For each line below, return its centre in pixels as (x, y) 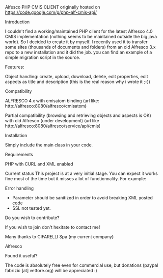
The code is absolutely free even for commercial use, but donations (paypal (81, 265)
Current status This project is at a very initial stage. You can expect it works (81, 173)
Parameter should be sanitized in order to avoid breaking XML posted (82, 198)
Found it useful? (21, 256)
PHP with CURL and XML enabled (39, 164)
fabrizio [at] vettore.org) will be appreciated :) (51, 270)
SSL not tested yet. (31, 208)
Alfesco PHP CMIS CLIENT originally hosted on (53, 7)
